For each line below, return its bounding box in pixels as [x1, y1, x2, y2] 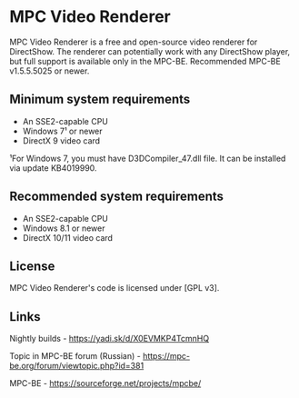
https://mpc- [142, 351, 191, 362]
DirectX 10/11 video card [22, 232, 114, 243]
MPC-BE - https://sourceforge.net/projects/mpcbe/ [9, 378, 202, 389]
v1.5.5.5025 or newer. [9, 65, 90, 76]
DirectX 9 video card [22, 134, 101, 146]
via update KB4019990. [9, 162, 97, 174]
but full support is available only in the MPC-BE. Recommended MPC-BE [9, 55, 282, 66]
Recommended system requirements [9, 189, 224, 204]
